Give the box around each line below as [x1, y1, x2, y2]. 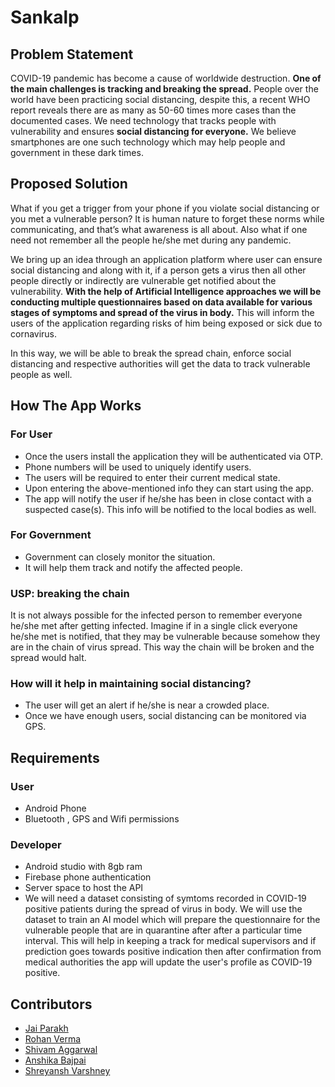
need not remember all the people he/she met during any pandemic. [10, 234, 292, 246]
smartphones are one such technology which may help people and [10, 136, 286, 148]
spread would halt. [10, 652, 87, 664]
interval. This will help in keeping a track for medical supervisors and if [24, 935, 317, 947]
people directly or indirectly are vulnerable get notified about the [10, 274, 277, 286]
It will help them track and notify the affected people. [24, 561, 243, 573]
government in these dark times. [10, 147, 144, 158]
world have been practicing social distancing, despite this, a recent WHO [10, 94, 311, 105]
